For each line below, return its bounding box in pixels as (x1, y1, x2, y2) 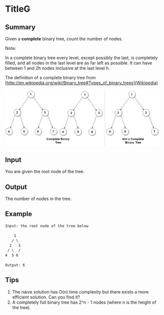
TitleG (5, 3, 30, 15)
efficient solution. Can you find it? (12, 294, 80, 300)
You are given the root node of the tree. (5, 169, 85, 175)
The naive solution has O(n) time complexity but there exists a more (12, 289, 149, 294)
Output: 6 (5, 263, 25, 268)
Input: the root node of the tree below (5, 224, 89, 228)
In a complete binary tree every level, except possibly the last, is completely (5, 55, 158, 61)
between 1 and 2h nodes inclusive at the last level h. (5, 65, 110, 71)
